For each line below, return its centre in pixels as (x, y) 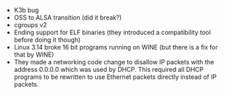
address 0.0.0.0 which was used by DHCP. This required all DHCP (109, 70)
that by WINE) (34, 54)
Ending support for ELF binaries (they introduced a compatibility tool (112, 32)
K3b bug (26, 10)
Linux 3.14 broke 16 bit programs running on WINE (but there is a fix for (116, 47)
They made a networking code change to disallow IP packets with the (114, 62)
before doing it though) (47, 40)
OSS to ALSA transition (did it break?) (68, 17)
